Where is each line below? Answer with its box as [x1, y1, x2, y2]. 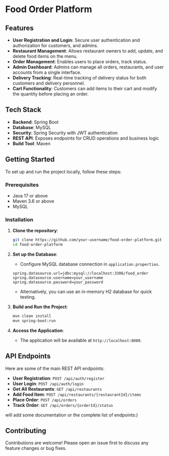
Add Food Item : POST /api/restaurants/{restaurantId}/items [12, 391, 141, 397]
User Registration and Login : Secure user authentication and [12, 37, 140, 43]
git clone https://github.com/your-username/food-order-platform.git [12, 237, 162, 242]
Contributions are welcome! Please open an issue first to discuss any [5, 440, 149, 446]
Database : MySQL [12, 124, 51, 130]
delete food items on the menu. [12, 53, 78, 59]
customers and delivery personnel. [12, 80, 85, 86]
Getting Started [5, 155, 55, 164]
